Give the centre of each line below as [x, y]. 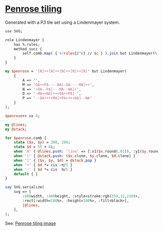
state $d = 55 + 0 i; [34, 147]
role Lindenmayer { [25, 40]
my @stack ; [16, 129]
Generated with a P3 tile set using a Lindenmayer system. [63, 22]
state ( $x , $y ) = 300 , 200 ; [42, 142]
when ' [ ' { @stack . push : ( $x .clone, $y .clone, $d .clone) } [75, 156]
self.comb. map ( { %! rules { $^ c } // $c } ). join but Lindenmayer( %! [91, 54]
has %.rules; [27, 45]
